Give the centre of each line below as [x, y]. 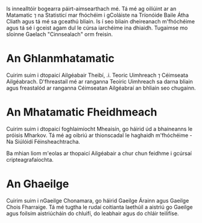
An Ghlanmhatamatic [60, 59]
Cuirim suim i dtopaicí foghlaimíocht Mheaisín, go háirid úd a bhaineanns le [99, 129]
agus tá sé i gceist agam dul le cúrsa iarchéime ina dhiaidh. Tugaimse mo [97, 28]
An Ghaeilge [38, 184]
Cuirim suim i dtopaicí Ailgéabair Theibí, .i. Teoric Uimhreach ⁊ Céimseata [97, 75]
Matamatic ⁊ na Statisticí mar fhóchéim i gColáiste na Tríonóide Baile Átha [97, 15]
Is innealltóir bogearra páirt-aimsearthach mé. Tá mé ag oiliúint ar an [91, 9]
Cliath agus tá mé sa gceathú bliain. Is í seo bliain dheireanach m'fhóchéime [101, 21]
